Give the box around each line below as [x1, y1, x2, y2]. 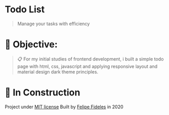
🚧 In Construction [5, 87, 80, 99]
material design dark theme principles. [17, 68, 99, 75]
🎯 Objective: [5, 39, 58, 50]
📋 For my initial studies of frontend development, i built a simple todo [17, 55, 164, 62]
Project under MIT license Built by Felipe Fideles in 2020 [5, 104, 124, 110]
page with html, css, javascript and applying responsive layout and [17, 63, 158, 69]
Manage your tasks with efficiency [17, 21, 90, 27]
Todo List [5, 4, 45, 15]
